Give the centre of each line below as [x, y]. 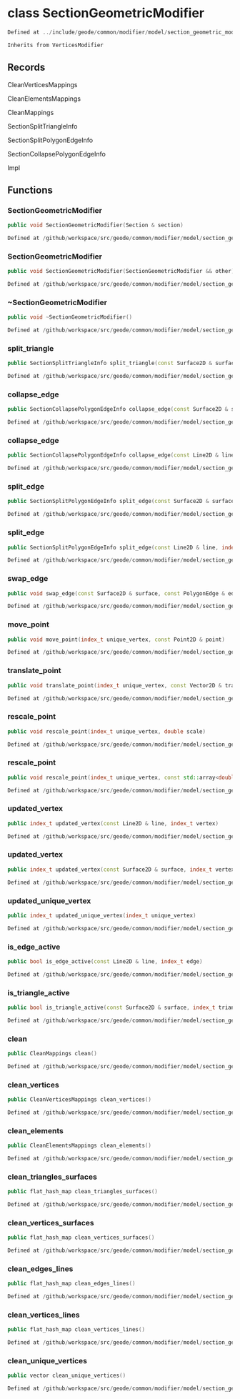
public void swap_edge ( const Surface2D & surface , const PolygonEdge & [116, 593]
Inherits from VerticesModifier [55, 45]
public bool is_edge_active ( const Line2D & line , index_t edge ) [105, 961]
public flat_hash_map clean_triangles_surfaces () [83, 1192]
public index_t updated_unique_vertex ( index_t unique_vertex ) [102, 915]
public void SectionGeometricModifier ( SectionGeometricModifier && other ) [121, 272]
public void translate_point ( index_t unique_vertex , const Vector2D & [115, 685]
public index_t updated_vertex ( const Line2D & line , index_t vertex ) [113, 823]
